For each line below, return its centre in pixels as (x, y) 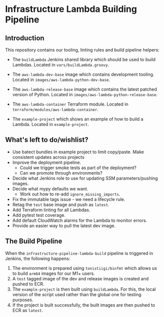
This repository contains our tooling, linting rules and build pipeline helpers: (82, 50)
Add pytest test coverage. (39, 215)
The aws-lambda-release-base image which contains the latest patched (85, 89)
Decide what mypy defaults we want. (50, 189)
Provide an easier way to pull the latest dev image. (64, 225)
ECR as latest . (28, 310)
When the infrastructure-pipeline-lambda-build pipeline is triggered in (79, 253)
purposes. (23, 300)
